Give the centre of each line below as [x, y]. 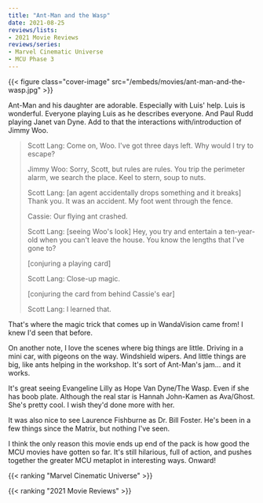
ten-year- [239, 231]
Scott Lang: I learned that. [69, 309]
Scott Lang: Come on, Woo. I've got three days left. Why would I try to [140, 145]
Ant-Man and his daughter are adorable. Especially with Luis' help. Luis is [127, 105]
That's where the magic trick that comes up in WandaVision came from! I [126, 324]
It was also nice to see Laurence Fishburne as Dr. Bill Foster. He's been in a [130, 420]
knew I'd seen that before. [50, 332]
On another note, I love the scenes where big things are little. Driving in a [126, 347]
